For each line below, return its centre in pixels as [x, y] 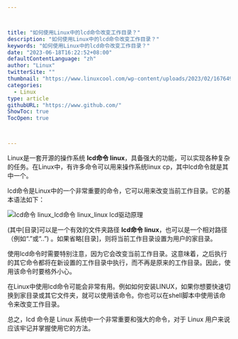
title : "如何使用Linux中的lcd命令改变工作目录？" [74, 33]
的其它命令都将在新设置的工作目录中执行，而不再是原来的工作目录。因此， [116, 262]
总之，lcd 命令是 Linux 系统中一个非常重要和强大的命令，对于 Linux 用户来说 [119, 319]
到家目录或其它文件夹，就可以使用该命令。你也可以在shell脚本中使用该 [116, 295]
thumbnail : [23, 79]
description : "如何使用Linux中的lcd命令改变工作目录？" [84, 39]
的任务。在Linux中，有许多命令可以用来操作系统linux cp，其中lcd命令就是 [115, 167]
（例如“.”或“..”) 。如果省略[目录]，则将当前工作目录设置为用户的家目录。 [112, 239]
